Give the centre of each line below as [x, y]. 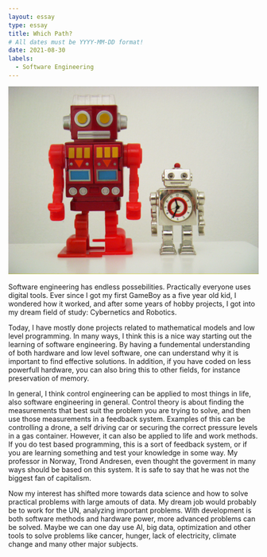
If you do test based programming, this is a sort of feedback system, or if [128, 444]
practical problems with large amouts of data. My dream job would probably [132, 501]
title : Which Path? [41, 33]
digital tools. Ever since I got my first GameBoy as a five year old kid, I [122, 295]
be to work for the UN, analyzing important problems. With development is [130, 510]
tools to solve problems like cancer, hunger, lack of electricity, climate [122, 536]
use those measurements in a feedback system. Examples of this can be [127, 419]
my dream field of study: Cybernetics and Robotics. [93, 312]
